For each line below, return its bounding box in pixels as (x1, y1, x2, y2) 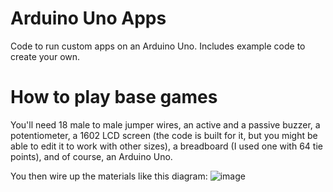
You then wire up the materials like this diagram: (10, 170, 208, 182)
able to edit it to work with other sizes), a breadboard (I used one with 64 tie (10, 140, 323, 152)
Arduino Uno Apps (10, 7, 167, 30)
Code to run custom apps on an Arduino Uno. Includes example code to (10, 40, 306, 52)
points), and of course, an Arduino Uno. (10, 150, 173, 162)
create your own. (10, 50, 81, 62)
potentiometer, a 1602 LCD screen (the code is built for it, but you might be (10, 129, 318, 141)
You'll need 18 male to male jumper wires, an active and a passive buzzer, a (10, 118, 321, 131)
